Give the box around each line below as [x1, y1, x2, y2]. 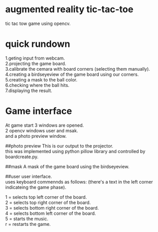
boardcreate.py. [5, 154, 39, 160]
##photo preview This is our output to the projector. [5, 142, 113, 149]
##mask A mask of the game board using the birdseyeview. [5, 163, 130, 169]
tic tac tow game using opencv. [5, 20, 71, 26]
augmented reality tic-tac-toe [5, 4, 134, 15]
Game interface [5, 105, 72, 117]
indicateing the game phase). [5, 184, 67, 190]
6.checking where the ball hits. [5, 82, 70, 88]
